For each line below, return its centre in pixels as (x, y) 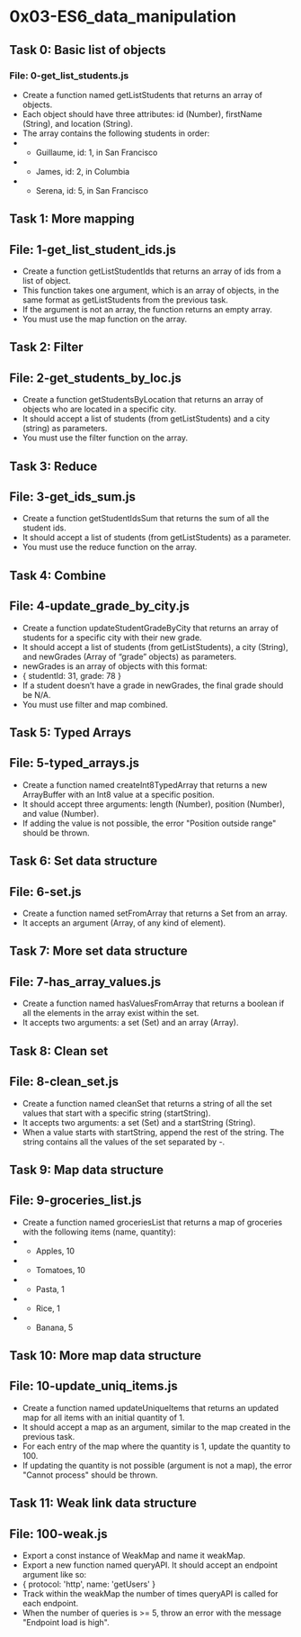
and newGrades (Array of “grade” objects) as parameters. (129, 656)
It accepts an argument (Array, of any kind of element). (124, 923)
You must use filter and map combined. (95, 704)
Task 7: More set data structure (99, 951)
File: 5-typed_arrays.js (75, 763)
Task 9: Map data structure (87, 1169)
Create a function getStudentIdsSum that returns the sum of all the (146, 519)
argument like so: (54, 1575)
